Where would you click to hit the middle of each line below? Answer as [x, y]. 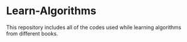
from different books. [32, 33]
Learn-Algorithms [51, 11]
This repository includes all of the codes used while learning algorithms [94, 27]
